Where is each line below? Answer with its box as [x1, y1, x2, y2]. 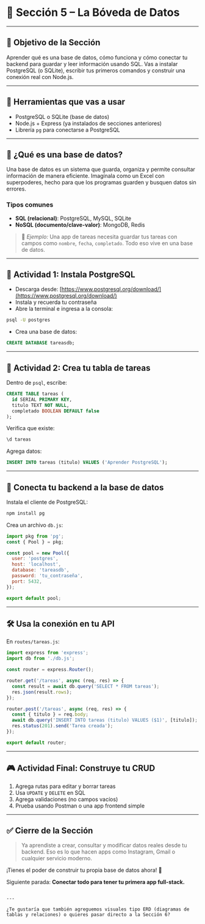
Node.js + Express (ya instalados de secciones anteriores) [15, 119, 162, 127]
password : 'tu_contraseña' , [12, 573, 84, 579]
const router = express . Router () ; [6, 667, 95, 673]
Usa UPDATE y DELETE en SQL [15, 789, 85, 796]
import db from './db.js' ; [6, 656, 75, 662]
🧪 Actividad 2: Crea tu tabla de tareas [6, 363, 151, 373]
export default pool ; [6, 595, 62, 601]
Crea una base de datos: [15, 328, 77, 336]
